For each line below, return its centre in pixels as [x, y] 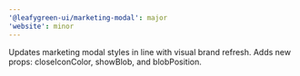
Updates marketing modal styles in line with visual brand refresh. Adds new [150, 52]
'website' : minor [41, 26]
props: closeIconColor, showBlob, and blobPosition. [105, 62]
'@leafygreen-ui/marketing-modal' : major [88, 18]
